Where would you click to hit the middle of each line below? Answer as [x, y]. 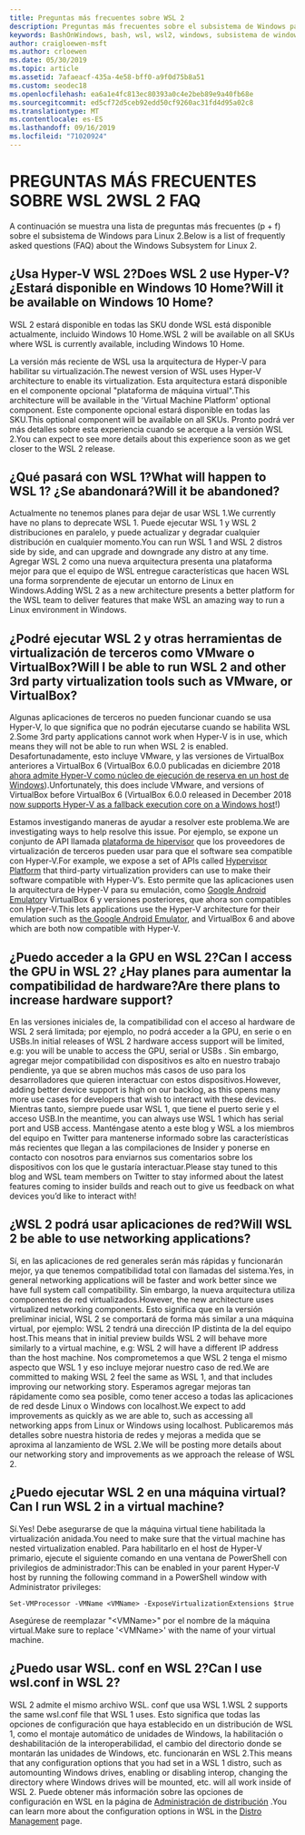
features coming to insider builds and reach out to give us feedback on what [152, 1187]
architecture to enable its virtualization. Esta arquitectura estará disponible [148, 381]
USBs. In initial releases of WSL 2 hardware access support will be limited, [147, 1041]
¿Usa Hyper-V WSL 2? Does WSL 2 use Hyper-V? [150, 274]
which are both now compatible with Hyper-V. [95, 929]
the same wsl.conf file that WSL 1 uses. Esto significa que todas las [135, 1714]
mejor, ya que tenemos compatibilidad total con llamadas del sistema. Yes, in [152, 1270]
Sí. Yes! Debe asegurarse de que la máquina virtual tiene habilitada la [138, 1529]
